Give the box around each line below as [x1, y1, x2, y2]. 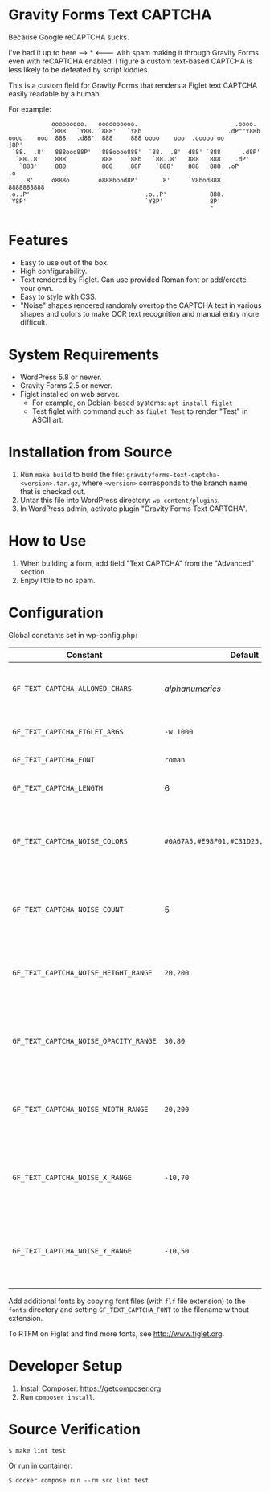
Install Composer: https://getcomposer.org [19, 1384, 162, 1393]
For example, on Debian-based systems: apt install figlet [31, 398, 233, 407]
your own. [19, 283, 54, 292]
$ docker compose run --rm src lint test [8, 1476, 149, 1484]
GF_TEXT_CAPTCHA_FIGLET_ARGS [12, 727, 124, 736]
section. [19, 566, 47, 576]
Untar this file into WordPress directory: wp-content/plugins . [19, 495, 220, 505]
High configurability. [19, 266, 88, 276]
